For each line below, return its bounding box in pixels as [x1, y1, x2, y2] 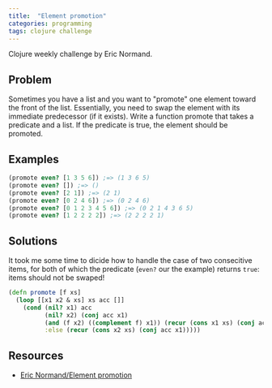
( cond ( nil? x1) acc [23, 304, 92, 312]
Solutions [8, 234, 58, 248]
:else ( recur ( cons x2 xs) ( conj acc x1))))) [44, 326, 201, 334]
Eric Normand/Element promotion [19, 370, 132, 380]
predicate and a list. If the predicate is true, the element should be [8, 120, 228, 130]
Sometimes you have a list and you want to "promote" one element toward [8, 94, 257, 104]
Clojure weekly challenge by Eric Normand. [8, 50, 153, 59]
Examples [8, 152, 59, 166]
